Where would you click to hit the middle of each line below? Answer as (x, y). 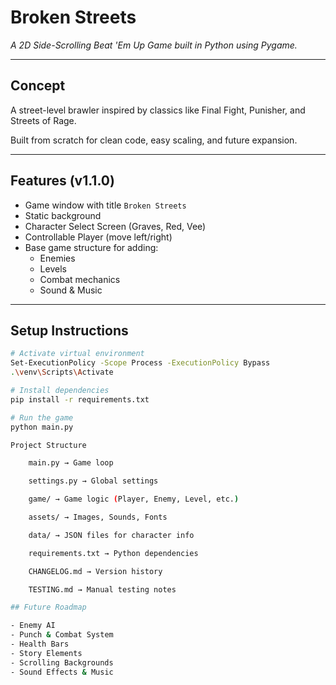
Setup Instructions (69, 330)
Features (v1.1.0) (62, 181)
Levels (53, 268)
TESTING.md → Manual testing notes (102, 589)
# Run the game (42, 417)
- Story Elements (46, 653)
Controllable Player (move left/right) (98, 237)
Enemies (57, 258)
